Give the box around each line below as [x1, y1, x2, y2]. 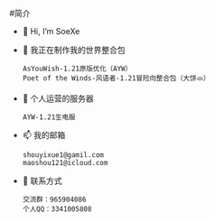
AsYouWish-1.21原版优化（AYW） [22, 64, 133, 73]
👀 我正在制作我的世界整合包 [22, 44, 126, 55]
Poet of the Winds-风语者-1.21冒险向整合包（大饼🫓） [22, 74, 210, 83]
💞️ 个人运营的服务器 [22, 93, 94, 104]
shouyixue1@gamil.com [22, 151, 104, 160]
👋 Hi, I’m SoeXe [22, 26, 80, 36]
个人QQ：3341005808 [22, 205, 92, 214]
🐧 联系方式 [22, 175, 62, 186]
